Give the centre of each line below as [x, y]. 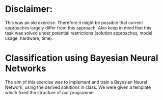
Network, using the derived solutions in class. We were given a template [78, 87]
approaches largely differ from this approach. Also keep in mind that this [78, 27]
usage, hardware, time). [29, 38]
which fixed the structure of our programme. [50, 92]
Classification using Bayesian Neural [82, 58]
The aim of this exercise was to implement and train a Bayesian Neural [76, 82]
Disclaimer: [29, 9]
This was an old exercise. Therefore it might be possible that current [74, 23]
